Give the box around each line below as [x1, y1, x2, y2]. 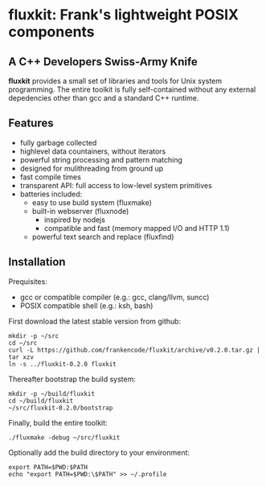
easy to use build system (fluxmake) [31, 197, 153, 207]
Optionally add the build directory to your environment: [8, 447, 190, 457]
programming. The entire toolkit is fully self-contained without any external [8, 84, 256, 94]
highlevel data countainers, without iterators [19, 146, 166, 156]
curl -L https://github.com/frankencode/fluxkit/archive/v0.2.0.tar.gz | [8, 346, 261, 354]
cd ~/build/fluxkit [8, 397, 74, 405]
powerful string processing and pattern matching [19, 154, 183, 164]
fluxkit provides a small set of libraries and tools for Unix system [8, 76, 223, 85]
